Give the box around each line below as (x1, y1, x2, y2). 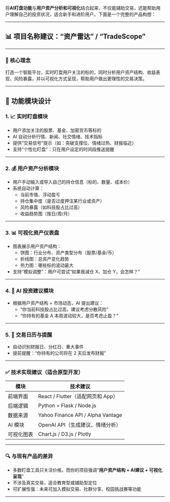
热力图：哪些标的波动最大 (20, 262, 74, 268)
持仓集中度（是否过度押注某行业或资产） (20, 198, 105, 204)
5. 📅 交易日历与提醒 (5, 331, 52, 338)
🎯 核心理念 (5, 57, 31, 64)
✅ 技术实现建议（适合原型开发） (5, 369, 83, 376)
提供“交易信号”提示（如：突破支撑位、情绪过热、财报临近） (12, 139, 137, 146)
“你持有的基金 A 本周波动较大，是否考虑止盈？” (20, 312, 119, 318)
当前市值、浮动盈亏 (20, 192, 61, 198)
